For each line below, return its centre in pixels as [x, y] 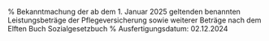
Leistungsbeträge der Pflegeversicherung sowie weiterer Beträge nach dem [134, 20]
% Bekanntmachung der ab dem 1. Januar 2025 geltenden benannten [124, 12]
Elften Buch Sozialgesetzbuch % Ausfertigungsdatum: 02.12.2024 [118, 29]
